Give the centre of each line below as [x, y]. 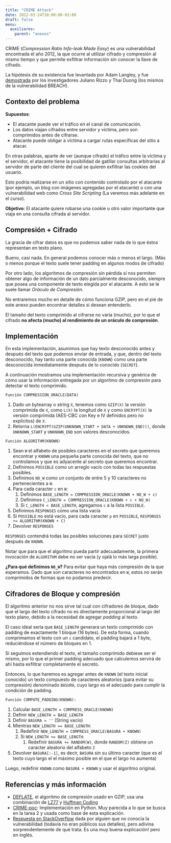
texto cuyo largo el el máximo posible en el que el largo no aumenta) [84, 758]
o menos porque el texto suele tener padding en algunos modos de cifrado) [85, 263]
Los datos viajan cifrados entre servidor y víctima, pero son [75, 129]
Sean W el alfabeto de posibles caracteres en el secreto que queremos [86, 451]
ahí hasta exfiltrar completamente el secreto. [52, 664]
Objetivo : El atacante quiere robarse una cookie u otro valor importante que [85, 208]
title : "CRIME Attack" [29, 10]
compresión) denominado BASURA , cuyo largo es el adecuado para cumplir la [85, 685]
